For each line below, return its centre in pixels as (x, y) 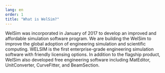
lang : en (14, 10)
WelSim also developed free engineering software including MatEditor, (78, 60)
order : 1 (14, 14)
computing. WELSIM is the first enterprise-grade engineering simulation (79, 49)
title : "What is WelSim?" (32, 19)
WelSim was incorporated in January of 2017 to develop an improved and (81, 33)
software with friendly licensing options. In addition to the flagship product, (83, 54)
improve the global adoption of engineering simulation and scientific (75, 44)
